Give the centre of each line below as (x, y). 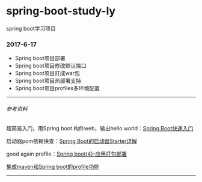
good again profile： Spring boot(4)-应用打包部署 (67, 154)
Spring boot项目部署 (40, 58)
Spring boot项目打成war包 (47, 73)
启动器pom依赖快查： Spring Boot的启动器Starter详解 (72, 141)
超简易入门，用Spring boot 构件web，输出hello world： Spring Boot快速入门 (100, 129)
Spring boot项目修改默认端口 (50, 66)
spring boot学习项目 (31, 28)
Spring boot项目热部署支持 (48, 81)
